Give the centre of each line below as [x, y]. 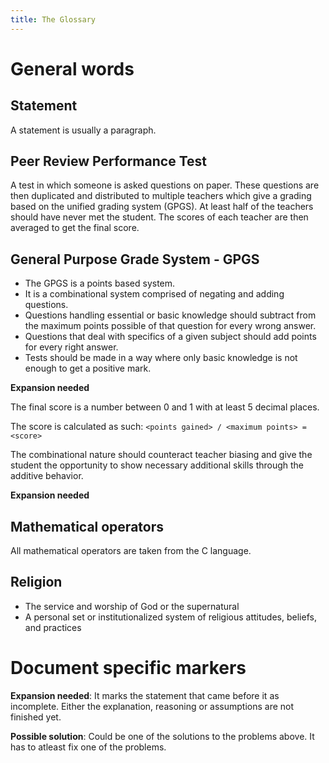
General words [72, 68]
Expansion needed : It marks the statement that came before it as [145, 695]
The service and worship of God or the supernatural [132, 606]
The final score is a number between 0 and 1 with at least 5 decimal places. [165, 407]
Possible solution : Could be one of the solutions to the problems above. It [162, 736]
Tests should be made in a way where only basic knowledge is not [161, 358]
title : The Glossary [53, 19]
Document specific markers [128, 668]
